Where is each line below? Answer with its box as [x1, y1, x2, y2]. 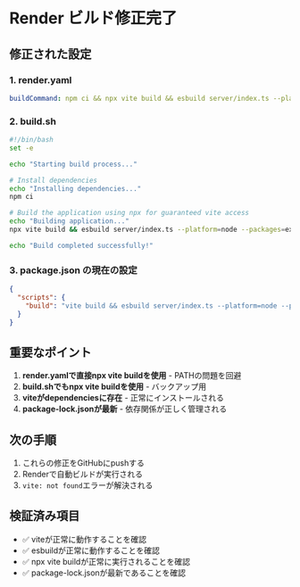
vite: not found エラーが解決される [21, 480, 154, 491]
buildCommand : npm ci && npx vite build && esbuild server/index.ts [9, 94, 270, 103]
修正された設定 [9, 46, 92, 62]
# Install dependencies [9, 176, 98, 185]
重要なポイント [9, 344, 92, 360]
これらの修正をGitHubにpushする [21, 458, 145, 468]
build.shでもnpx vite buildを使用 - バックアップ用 [21, 381, 207, 393]
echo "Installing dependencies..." [9, 184, 142, 193]
